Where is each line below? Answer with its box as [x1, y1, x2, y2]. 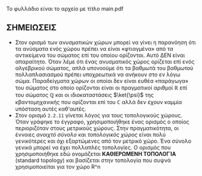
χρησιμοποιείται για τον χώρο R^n [15, 163, 101, 170]
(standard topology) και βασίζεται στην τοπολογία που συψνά [15, 157, 171, 164]
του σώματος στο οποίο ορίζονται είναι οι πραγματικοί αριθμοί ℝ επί [15, 84, 187, 91]
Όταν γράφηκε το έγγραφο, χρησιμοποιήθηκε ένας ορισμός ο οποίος [15, 118, 189, 125]
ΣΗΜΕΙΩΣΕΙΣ [6, 22, 57, 33]
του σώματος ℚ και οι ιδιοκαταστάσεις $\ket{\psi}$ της [15, 91, 154, 99]
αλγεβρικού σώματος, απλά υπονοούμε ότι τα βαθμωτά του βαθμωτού [15, 64, 194, 71]
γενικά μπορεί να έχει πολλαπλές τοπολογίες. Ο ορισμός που [15, 143, 171, 151]
